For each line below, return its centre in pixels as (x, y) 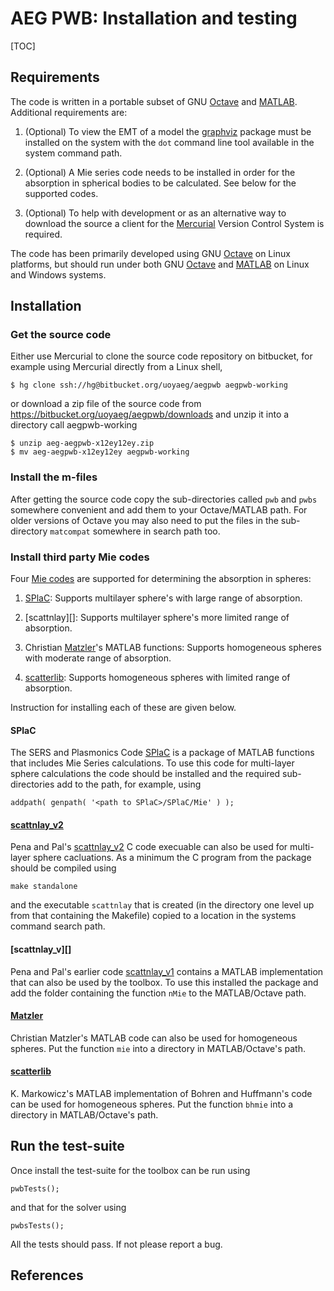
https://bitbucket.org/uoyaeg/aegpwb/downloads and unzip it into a (150, 414)
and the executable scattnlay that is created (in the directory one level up (162, 905)
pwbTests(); (35, 1188)
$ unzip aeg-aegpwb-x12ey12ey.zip (82, 443)
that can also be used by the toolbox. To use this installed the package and (164, 982)
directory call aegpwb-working (74, 425)
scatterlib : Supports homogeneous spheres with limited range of (157, 678)
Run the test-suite (67, 1146)
